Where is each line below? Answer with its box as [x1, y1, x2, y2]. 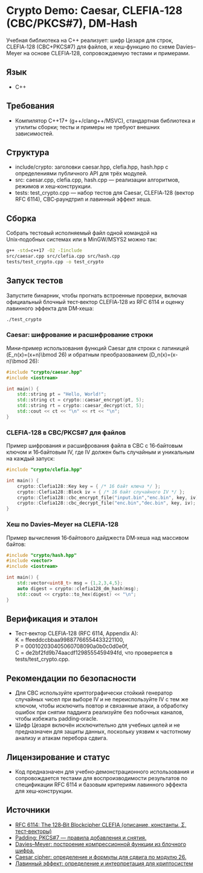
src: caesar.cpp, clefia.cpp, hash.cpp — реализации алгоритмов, [14, 177, 180, 184]
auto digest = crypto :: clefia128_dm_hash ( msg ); [17, 585, 139, 592]
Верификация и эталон [6, 613, 98, 624]
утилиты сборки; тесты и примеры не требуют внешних [14, 123, 160, 130]
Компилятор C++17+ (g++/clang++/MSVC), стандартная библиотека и [14, 116, 195, 124]
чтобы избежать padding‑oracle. [14, 715, 98, 723]
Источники [6, 805, 50, 815]
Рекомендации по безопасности [6, 673, 137, 683]
